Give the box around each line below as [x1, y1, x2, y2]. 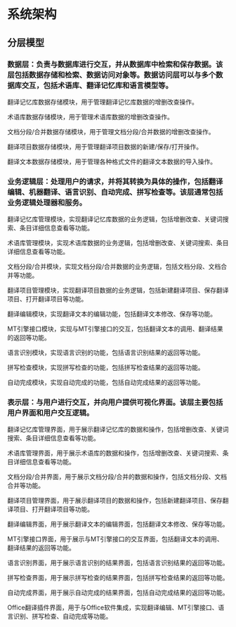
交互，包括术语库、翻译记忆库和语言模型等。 [21, 80, 173, 90]
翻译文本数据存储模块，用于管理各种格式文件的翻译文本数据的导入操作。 [7, 157, 216, 166]
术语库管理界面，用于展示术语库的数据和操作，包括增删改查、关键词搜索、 [7, 449, 223, 457]
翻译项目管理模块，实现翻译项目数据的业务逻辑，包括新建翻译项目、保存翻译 [7, 286, 229, 295]
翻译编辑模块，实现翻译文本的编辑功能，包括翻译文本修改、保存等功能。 [7, 310, 216, 318]
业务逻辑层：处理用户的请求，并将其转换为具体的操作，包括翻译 [7, 176, 223, 186]
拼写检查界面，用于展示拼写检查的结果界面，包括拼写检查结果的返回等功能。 [7, 574, 229, 582]
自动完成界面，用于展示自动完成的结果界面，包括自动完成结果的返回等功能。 [7, 588, 229, 597]
